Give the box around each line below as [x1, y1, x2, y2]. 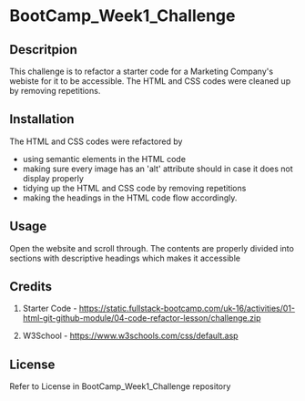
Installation [9, 111, 75, 128]
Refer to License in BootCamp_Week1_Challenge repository [9, 381, 231, 392]
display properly [22, 172, 85, 183]
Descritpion [9, 42, 77, 57]
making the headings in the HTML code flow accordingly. [22, 192, 238, 203]
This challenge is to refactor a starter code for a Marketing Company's [9, 66, 274, 77]
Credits [9, 279, 53, 294]
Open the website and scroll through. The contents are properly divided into [9, 242, 294, 253]
